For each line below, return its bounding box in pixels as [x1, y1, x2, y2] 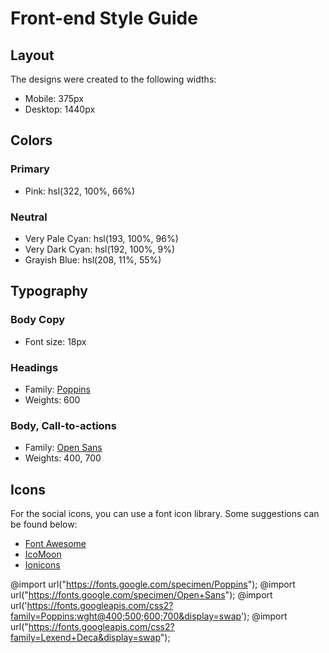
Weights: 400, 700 [24, 452, 102, 464]
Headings [10, 360, 59, 374]
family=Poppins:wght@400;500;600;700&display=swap [10, 610, 242, 622]
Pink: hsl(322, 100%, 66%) [24, 185, 136, 197]
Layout [10, 47, 55, 64]
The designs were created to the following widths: [10, 73, 217, 85]
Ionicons [24, 559, 61, 571]
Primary [10, 162, 50, 176]
